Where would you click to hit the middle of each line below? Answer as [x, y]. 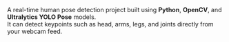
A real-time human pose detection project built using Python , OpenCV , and [114, 10]
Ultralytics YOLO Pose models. [52, 17]
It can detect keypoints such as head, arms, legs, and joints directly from [110, 24]
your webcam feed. [35, 31]
